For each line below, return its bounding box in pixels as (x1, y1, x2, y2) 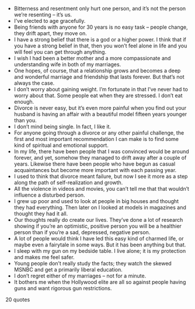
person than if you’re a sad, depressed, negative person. (13, 229, 151, 236)
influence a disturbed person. (13, 191, 85, 198)
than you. (13, 117, 37, 123)
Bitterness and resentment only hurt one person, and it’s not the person (13, 5, 186, 12)
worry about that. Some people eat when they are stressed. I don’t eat (13, 92, 183, 99)
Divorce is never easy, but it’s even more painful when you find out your (13, 105, 187, 111)
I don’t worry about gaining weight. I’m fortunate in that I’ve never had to (13, 86, 188, 92)
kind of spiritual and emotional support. (13, 142, 109, 149)
